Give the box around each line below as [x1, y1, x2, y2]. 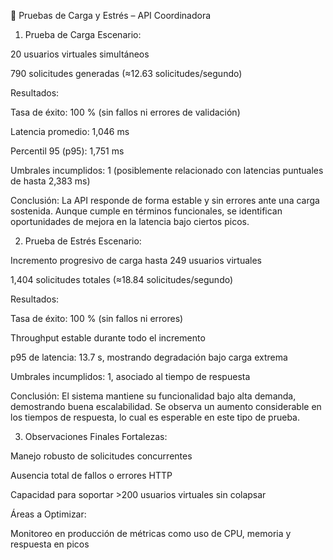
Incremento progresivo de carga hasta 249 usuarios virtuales [10, 255, 262, 266]
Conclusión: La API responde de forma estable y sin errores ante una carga [10, 195, 320, 206]
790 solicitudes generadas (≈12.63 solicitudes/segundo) [10, 68, 243, 79]
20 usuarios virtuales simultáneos [10, 48, 150, 60]
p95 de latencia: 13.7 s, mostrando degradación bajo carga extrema [10, 351, 288, 363]
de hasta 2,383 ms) [10, 175, 91, 187]
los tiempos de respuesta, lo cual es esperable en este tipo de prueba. [10, 411, 301, 423]
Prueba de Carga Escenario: [24, 29, 142, 40]
